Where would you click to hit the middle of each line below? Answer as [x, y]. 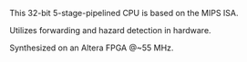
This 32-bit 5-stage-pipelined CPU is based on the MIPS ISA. [124, 13]
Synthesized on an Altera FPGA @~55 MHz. [92, 48]
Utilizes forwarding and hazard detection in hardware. [110, 30]
